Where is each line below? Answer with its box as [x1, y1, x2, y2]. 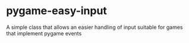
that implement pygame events [6, 29, 82, 37]
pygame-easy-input [6, 4, 107, 18]
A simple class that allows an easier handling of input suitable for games [6, 24, 183, 31]
